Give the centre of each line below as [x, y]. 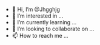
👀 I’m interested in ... [38, 16]
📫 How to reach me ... [40, 36]
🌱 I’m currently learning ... [44, 22]
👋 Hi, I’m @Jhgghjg [36, 9]
